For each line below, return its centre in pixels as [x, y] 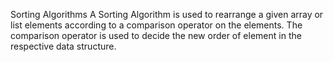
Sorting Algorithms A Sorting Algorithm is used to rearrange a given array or [167, 14]
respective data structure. [63, 46]
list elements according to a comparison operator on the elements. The [156, 25]
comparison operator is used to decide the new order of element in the [156, 35]
